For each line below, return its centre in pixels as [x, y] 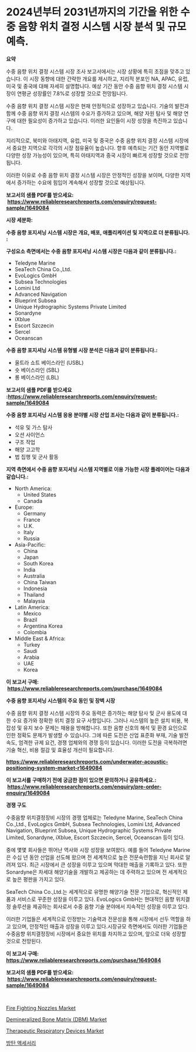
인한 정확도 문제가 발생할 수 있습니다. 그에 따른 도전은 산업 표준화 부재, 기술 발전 [97, 735]
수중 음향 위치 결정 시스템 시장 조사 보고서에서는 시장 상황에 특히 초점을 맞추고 [95, 71]
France [32, 520]
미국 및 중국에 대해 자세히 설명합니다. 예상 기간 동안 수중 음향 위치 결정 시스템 [94, 86]
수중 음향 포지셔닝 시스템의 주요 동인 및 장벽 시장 [61, 700]
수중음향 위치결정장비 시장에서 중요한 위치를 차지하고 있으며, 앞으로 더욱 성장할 [96, 934]
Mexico [32, 613]
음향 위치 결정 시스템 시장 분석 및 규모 [102, 27]
